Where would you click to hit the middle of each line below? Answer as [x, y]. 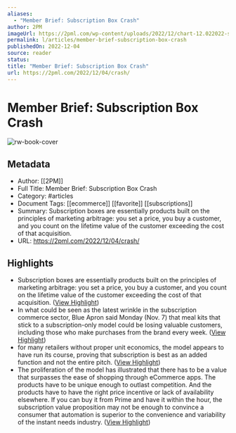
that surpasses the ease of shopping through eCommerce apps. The [117, 377]
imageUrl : [22, 33]
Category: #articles [45, 196]
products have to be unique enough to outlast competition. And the [114, 385]
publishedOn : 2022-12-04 [44, 46]
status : [19, 60]
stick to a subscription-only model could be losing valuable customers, [120, 325]
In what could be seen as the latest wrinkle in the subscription [107, 310]
